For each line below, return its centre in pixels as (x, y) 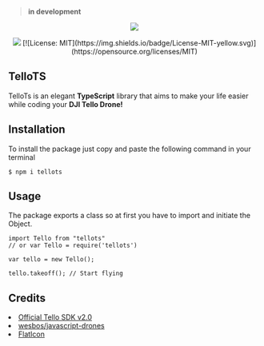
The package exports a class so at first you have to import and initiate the (129, 216)
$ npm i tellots (35, 172)
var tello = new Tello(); (51, 260)
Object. (20, 224)
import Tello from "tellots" (57, 239)
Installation (37, 130)
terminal (22, 157)
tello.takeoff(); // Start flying (66, 274)
